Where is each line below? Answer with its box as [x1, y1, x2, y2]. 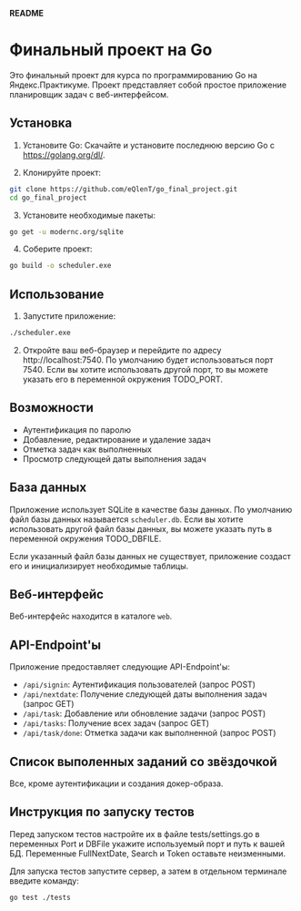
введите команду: [9, 875, 79, 886]
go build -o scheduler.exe [9, 261, 112, 271]
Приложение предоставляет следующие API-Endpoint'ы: [9, 661, 230, 672]
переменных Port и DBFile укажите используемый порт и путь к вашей [9, 838, 285, 849]
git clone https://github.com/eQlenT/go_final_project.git [9, 184, 238, 194]
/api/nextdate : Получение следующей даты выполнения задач [22, 689, 267, 700]
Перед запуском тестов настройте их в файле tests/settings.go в [9, 828, 260, 839]
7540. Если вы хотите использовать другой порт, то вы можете [22, 363, 269, 374]
